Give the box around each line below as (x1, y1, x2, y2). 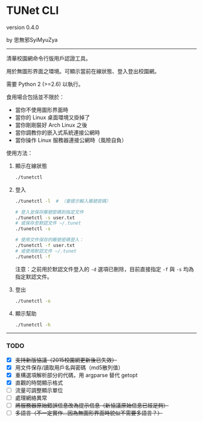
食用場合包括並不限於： (6, 93, 65, 101)
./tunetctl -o (14, 298, 51, 304)
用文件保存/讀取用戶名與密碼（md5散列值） (14, 364, 124, 371)
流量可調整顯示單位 (14, 386, 63, 394)
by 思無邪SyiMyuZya (6, 36, 58, 43)
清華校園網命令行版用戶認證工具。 (6, 54, 91, 62)
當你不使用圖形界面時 (14, 106, 68, 113)
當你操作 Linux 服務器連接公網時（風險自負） (14, 136, 127, 143)
